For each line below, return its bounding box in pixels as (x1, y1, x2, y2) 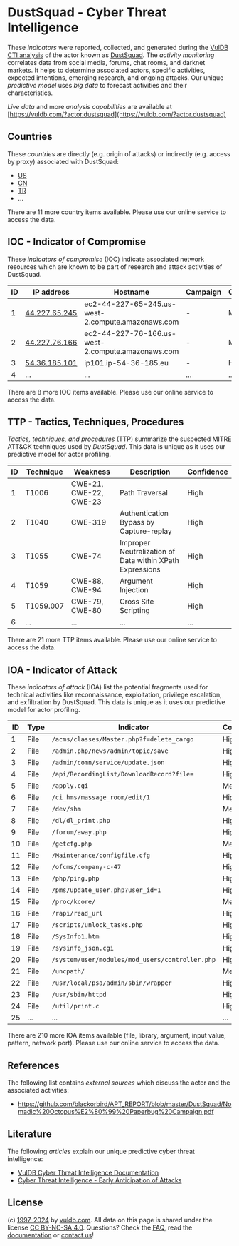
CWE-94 (70, 585, 102, 595)
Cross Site (119, 597, 154, 607)
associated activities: (7, 1086, 70, 1094)
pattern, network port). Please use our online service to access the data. (7, 1039, 220, 1048)
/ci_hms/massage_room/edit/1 (51, 794, 151, 801)
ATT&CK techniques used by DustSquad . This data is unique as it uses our (7, 442, 226, 451)
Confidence (187, 467, 228, 477)
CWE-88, (70, 576, 104, 586)
